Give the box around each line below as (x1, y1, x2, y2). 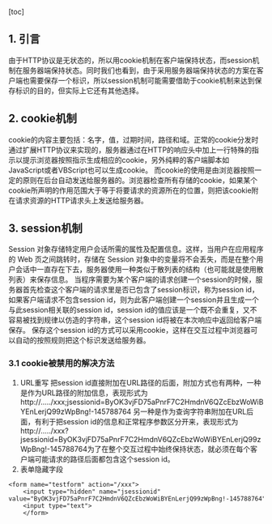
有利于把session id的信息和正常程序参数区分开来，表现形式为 (34, 416, 239, 426)
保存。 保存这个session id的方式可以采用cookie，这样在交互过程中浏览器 (8, 326, 251, 335)
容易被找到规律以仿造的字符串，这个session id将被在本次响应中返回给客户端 (8, 315, 262, 325)
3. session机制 (8, 222, 83, 236)
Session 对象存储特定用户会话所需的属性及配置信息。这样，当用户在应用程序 (8, 245, 264, 254)
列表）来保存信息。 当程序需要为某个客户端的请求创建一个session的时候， (8, 275, 257, 284)
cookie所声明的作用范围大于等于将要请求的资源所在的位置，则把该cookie (8, 185, 253, 195)
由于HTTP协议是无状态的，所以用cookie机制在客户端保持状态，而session (8, 55, 253, 65)
